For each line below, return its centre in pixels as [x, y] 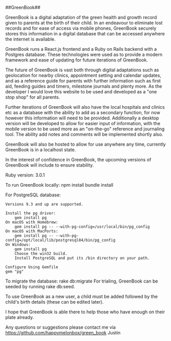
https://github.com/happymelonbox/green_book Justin [63, 333]
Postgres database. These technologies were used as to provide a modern [84, 54]
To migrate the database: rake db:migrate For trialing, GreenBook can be [82, 281]
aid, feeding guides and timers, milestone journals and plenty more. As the [84, 86]
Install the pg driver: [31, 213]
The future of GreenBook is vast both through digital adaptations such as [82, 70]
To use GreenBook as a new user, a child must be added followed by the [81, 296]
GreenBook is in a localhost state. [41, 150]
